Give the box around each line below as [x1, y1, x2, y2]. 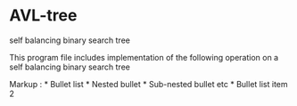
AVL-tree [9, 5, 78, 26]
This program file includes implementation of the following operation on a [9, 52, 279, 62]
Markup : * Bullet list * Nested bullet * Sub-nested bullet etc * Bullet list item [9, 78, 288, 89]
